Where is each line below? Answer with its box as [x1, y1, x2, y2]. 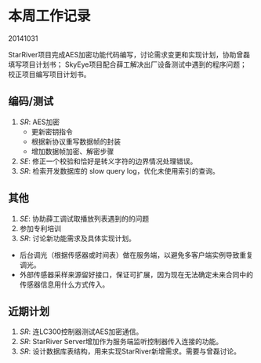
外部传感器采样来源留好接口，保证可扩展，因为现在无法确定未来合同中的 [19, 269, 253, 279]
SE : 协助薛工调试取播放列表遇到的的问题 [19, 214, 150, 223]
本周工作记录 [8, 7, 92, 25]
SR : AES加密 [19, 117, 60, 126]
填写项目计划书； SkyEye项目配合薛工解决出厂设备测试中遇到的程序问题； [8, 60, 247, 69]
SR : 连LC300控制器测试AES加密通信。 [19, 327, 143, 336]
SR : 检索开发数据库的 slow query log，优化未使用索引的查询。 [19, 166, 219, 175]
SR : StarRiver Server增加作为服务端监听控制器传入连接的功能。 [19, 337, 223, 346]
